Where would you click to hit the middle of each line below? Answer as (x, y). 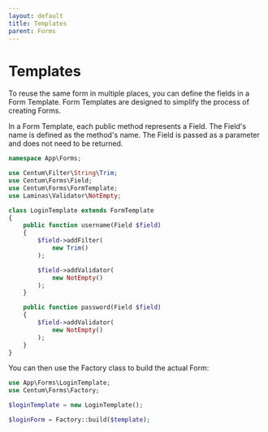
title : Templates (38, 24)
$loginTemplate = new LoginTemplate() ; (76, 405)
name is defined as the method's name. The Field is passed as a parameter (134, 135)
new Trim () (70, 248)
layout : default (36, 16)
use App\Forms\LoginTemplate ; (60, 383)
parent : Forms (32, 31)
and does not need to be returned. (66, 143)
